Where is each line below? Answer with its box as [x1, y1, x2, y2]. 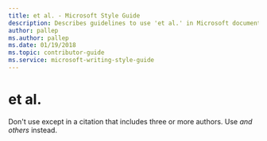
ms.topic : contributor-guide [8, 49, 105, 57]
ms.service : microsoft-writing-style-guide [8, 57, 155, 65]
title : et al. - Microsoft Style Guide [8, 11, 141, 20]
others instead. [8, 125, 58, 135]
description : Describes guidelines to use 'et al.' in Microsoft [8, 19, 229, 27]
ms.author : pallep [8, 33, 69, 42]
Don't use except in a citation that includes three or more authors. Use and [8, 116, 253, 126]
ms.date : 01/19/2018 [8, 41, 77, 49]
